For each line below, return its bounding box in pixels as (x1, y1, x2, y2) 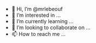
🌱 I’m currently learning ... (11, 18, 74, 24)
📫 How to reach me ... (11, 31, 66, 37)
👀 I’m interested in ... (11, 12, 61, 19)
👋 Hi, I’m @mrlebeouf (11, 6, 63, 12)
